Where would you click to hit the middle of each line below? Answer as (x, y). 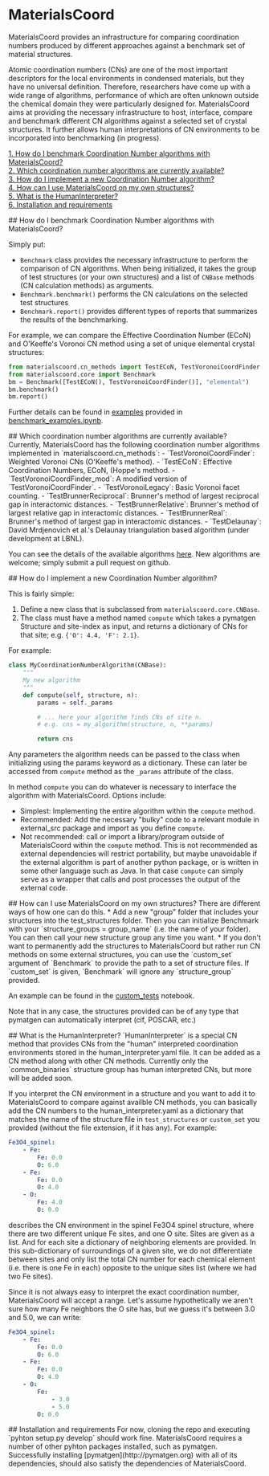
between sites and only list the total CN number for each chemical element (132, 1259)
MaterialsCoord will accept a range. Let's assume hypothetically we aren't (131, 1300)
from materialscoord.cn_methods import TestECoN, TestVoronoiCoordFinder (134, 367)
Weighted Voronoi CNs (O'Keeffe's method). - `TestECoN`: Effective (120, 462)
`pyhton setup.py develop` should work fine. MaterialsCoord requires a (125, 1438)
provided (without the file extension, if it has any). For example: (113, 1128)
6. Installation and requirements (61, 204)
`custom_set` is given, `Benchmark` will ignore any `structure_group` (121, 972)
